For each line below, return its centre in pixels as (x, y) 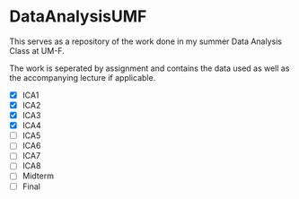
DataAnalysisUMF (78, 17)
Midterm (38, 176)
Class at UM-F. (37, 50)
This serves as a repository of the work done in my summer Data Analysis (146, 41)
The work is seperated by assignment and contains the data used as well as (149, 68)
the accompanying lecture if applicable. (83, 77)
